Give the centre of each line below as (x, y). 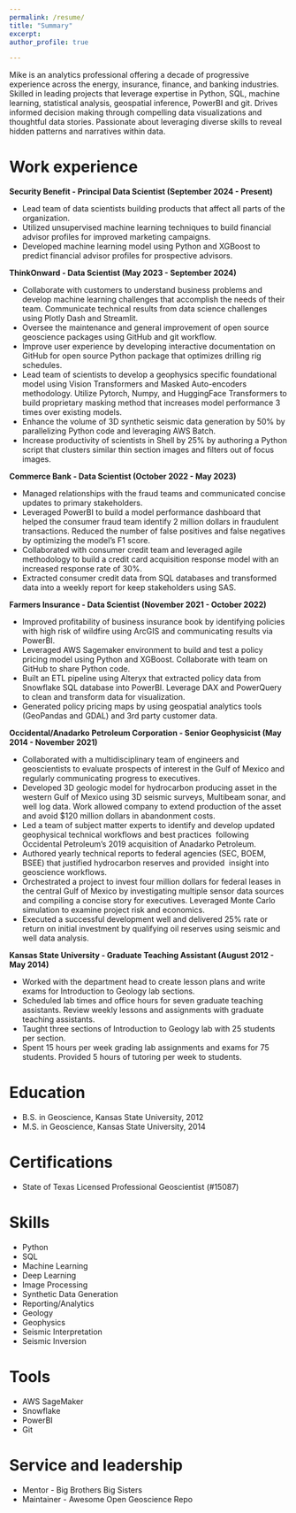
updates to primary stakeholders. (82, 503)
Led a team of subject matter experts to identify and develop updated (148, 826)
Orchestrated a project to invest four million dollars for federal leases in (151, 882)
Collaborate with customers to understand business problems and (142, 290)
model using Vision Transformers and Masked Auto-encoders (134, 384)
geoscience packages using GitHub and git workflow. (119, 337)
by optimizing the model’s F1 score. (86, 541)
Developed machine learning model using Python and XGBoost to (141, 246)
